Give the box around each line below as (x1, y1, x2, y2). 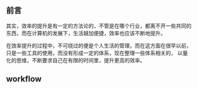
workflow (6, 74, 42, 84)
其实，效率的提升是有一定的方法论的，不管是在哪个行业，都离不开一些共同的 (6, 22, 192, 29)
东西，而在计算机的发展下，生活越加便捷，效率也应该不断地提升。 (6, 29, 166, 36)
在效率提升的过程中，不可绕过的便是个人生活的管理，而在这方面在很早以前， (6, 42, 192, 49)
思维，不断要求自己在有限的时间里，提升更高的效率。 (16, 56, 145, 63)
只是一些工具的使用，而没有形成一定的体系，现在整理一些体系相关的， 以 (6, 49, 183, 56)
